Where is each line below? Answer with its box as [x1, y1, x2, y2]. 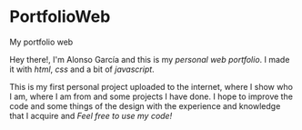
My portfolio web [9, 36, 74, 47]
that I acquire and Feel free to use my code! [9, 110, 173, 121]
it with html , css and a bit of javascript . [9, 64, 155, 75]
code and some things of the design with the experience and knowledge [9, 100, 281, 111]
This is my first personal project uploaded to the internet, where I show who [9, 81, 294, 92]
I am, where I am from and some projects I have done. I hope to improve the [9, 91, 294, 102]
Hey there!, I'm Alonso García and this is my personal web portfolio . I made [9, 54, 290, 65]
